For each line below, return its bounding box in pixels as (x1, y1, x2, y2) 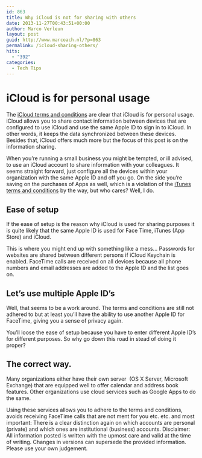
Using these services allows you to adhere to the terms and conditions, (6, 406, 183, 413)
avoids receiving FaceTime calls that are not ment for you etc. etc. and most (6, 412, 195, 420)
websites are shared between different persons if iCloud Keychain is (6, 251, 176, 259)
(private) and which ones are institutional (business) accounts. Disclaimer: (6, 425, 191, 433)
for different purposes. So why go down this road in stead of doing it (6, 335, 177, 342)
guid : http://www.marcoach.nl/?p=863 (6, 37, 101, 43)
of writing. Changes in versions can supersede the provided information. (6, 438, 187, 445)
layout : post (6, 31, 39, 37)
